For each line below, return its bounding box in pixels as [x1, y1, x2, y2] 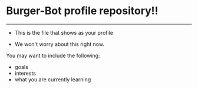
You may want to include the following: [6, 52, 100, 59]
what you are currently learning [14, 75, 91, 83]
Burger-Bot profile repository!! [6, 4, 159, 18]
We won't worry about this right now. [14, 40, 105, 48]
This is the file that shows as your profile [14, 29, 114, 36]
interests [14, 70, 37, 77]
